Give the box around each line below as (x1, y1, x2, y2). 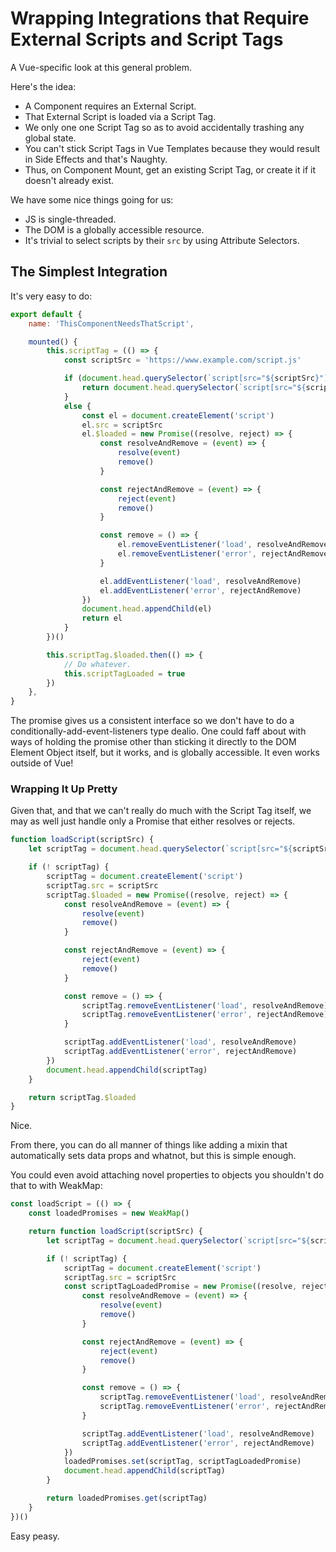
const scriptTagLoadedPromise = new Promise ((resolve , (63, 1282, 298, 1292)
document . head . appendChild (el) (81, 604, 213, 614)
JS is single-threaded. (24, 213, 117, 225)
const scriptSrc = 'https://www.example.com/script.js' (63, 355, 302, 366)
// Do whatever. (63, 659, 132, 669)
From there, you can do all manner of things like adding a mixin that (10, 1139, 288, 1151)
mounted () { (28, 337, 78, 347)
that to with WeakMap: (10, 1180, 103, 1192)
